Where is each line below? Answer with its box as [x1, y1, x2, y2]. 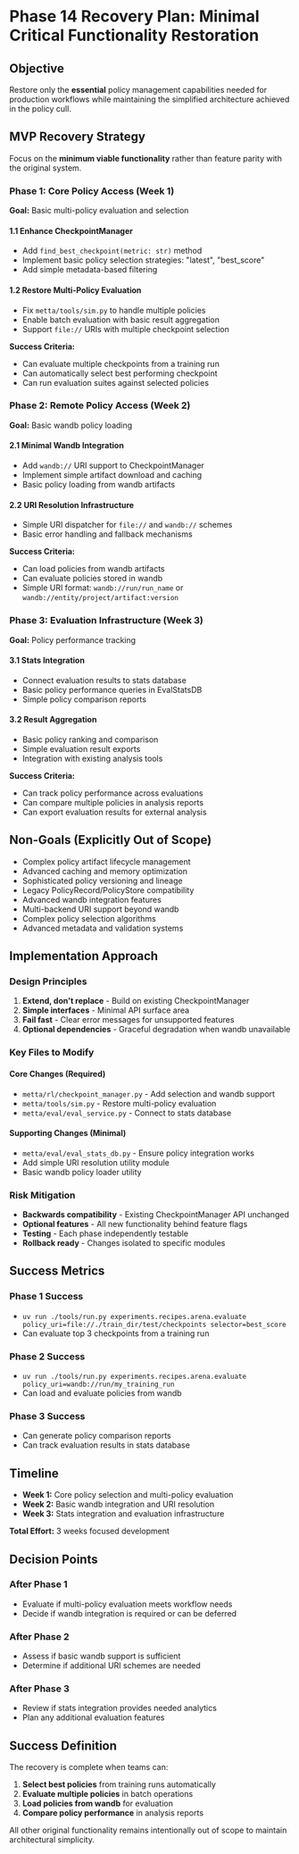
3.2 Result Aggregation [9, 714, 97, 725]
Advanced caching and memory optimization [21, 865, 187, 876]
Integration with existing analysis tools [21, 753, 163, 764]
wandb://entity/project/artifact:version [21, 594, 179, 603]
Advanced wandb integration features [21, 894, 162, 905]
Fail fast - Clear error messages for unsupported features [21, 1015, 235, 1025]
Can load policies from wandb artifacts [21, 564, 165, 574]
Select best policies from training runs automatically [21, 1779, 217, 1790]
